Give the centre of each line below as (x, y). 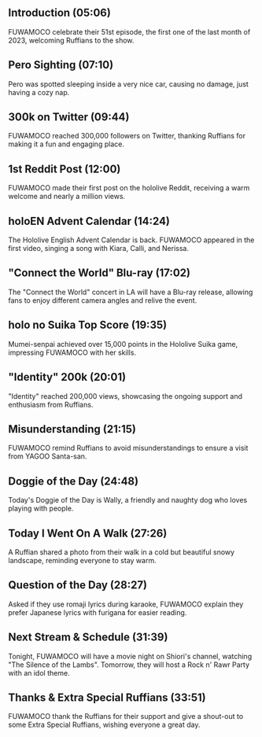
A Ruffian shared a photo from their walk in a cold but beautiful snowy (121, 552)
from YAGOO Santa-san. (48, 456)
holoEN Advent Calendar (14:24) (89, 221)
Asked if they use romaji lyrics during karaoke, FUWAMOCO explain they (126, 604)
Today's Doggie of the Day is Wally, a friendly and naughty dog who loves (128, 500)
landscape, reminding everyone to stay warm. (82, 560)
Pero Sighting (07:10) (61, 65)
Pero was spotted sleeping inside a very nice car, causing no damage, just (129, 84)
